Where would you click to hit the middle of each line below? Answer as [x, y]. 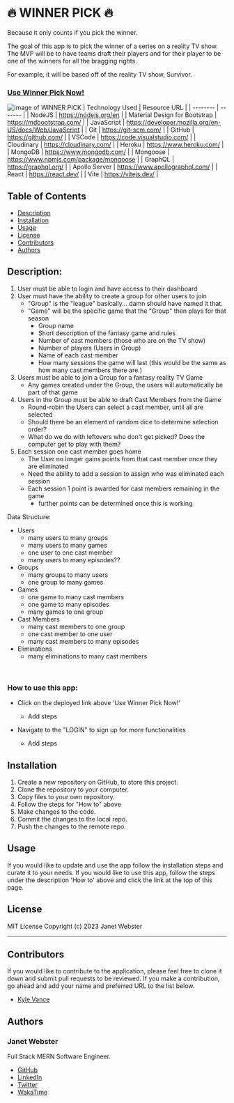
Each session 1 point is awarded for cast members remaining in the [124, 488]
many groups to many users [68, 574]
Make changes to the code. [56, 811]
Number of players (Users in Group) [89, 348]
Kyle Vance [33, 1000]
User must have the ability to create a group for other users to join [112, 296]
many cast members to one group [76, 626]
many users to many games [68, 545]
